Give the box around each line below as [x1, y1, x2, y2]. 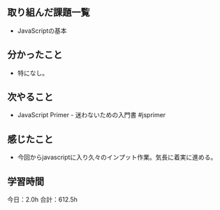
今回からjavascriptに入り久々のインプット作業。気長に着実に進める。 [17, 153, 217, 162]
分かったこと [7, 49, 63, 61]
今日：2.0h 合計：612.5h [7, 195, 78, 204]
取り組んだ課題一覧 [7, 6, 90, 19]
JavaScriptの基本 [17, 27, 68, 35]
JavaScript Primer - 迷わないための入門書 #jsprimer [17, 111, 166, 119]
